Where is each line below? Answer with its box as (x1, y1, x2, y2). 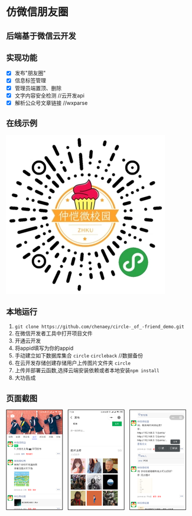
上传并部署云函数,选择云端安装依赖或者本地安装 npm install (14, 367, 160, 374)
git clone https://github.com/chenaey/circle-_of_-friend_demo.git (14, 324, 184, 330)
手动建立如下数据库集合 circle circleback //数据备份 (14, 352, 144, 359)
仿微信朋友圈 (6, 5, 69, 19)
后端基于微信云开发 (6, 31, 76, 41)
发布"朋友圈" (14, 69, 46, 77)
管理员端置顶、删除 (14, 84, 62, 92)
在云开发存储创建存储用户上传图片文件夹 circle (14, 359, 131, 367)
